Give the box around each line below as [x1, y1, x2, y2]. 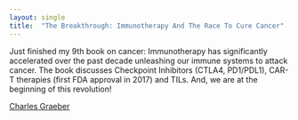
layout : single [9, 12, 66, 22]
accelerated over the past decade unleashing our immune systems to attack [9, 55, 288, 66]
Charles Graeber [9, 100, 70, 111]
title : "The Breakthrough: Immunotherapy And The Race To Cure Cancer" [9, 21, 285, 30]
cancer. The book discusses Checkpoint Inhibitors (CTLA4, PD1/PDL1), [9, 64, 268, 76]
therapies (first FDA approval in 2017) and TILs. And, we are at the [16, 74, 258, 84]
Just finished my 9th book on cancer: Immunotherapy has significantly [9, 45, 269, 56]
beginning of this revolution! [9, 84, 112, 94]
